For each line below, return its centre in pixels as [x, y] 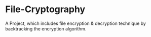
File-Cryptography [45, 9]
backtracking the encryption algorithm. [46, 28]
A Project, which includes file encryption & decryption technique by [75, 23]
